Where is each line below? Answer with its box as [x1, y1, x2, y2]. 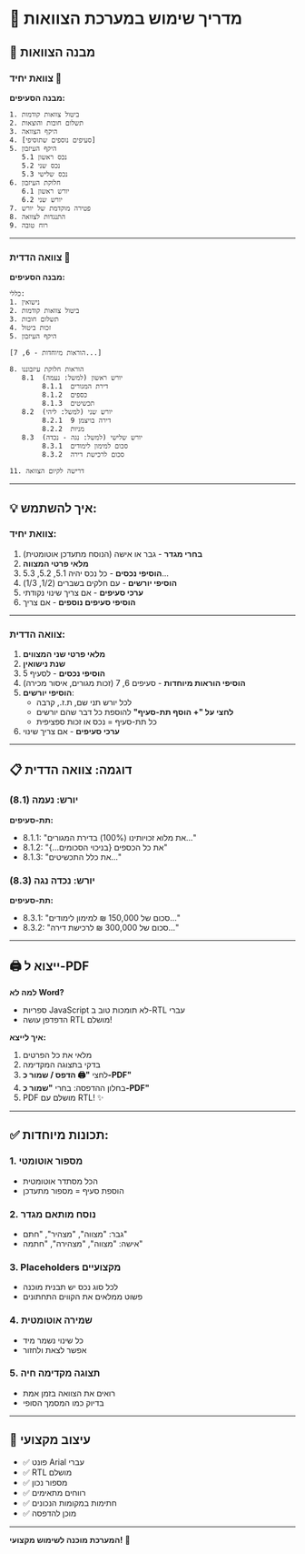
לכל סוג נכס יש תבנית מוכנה [22, 1282, 119, 1293]
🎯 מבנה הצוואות [9, 45, 96, 60]
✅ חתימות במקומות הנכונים [22, 1497, 117, 1509]
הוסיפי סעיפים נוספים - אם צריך [22, 596, 136, 608]
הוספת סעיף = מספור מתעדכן [22, 1185, 124, 1196]
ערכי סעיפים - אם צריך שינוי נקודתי [22, 587, 143, 598]
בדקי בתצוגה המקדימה [22, 1059, 102, 1070]
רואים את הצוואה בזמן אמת [22, 1387, 116, 1398]
